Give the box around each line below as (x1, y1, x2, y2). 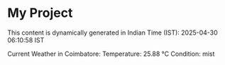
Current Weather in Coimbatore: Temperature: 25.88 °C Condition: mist (7, 49, 215, 58)
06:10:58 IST (7, 35, 45, 44)
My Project (7, 5, 73, 21)
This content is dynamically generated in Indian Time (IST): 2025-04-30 (7, 28, 218, 37)
